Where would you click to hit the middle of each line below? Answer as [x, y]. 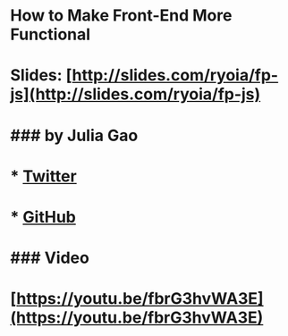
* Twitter [43, 176]
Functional [51, 34]
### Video [50, 258]
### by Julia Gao [74, 135]
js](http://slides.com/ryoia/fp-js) [136, 94]
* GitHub [43, 217]
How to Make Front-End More [121, 16]
